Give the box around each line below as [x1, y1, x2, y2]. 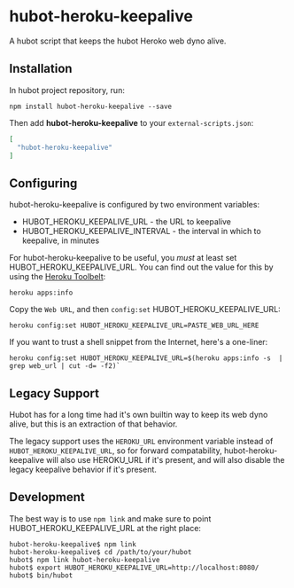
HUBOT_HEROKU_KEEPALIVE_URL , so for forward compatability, [9, 445, 223, 456]
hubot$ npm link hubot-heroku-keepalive [9, 555, 161, 564]
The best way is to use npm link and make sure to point [9, 513, 212, 524]
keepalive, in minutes [21, 235, 100, 246]
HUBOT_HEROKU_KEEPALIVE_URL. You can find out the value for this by [9, 262, 274, 272]
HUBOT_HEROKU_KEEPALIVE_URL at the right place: [9, 522, 202, 533]
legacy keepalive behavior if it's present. [9, 464, 158, 474]
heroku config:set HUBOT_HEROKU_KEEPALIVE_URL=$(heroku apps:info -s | [9, 354, 283, 363]
